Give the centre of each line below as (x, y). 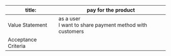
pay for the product (111, 10)
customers (71, 31)
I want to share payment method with (103, 25)
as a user (69, 19)
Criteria (17, 46)
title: (31, 10)
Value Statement (27, 25)
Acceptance (22, 39)
